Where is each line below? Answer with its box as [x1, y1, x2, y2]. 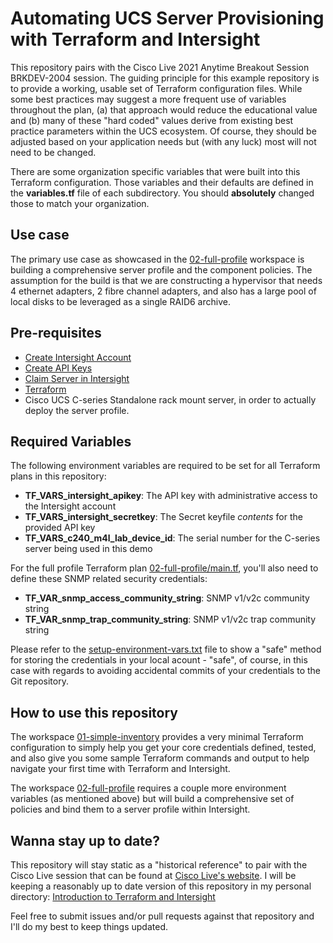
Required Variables [10, 433, 132, 450]
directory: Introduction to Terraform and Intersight [10, 891, 216, 902]
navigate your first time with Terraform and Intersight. [10, 763, 231, 775]
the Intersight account [24, 500, 117, 512]
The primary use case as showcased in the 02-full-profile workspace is [10, 253, 305, 265]
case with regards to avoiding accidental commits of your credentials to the [10, 665, 321, 677]
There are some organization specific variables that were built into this [10, 165, 301, 177]
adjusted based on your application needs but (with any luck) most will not [10, 135, 317, 147]
